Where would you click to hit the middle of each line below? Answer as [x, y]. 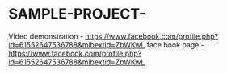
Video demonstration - [46, 36]
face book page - [175, 44]
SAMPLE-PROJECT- [77, 14]
